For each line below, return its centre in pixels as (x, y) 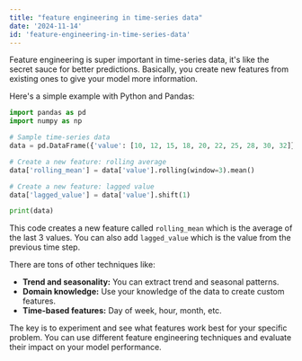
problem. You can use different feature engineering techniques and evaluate (151, 338)
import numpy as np (46, 121)
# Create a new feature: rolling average (88, 162)
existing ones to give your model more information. (103, 79)
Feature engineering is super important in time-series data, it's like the (139, 60)
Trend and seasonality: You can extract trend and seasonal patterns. (151, 282)
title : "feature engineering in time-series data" (106, 18)
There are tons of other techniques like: (82, 265)
